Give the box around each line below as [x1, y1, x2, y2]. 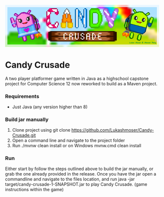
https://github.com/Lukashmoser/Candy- [71, 127, 154, 133]
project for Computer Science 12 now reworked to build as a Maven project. [5, 80, 158, 86]
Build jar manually [5, 116, 49, 123]
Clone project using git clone [12, 127, 70, 133]
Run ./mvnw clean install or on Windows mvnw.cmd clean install [12, 143, 141, 149]
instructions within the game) [5, 187, 64, 193]
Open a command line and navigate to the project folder [12, 138, 125, 143]
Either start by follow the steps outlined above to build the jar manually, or [5, 166, 154, 172]
